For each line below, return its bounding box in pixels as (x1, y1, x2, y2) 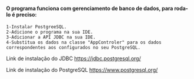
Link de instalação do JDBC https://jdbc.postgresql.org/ (6, 55, 141, 62)
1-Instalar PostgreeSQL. (6, 24, 67, 30)
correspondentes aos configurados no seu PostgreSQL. (6, 45, 141, 51)
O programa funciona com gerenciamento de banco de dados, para (6, 5, 173, 12)
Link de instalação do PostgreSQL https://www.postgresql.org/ (6, 67, 158, 74)
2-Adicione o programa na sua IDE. (6, 29, 93, 35)
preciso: (16, 11, 37, 18)
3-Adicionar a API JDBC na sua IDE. (6, 34, 96, 41)
